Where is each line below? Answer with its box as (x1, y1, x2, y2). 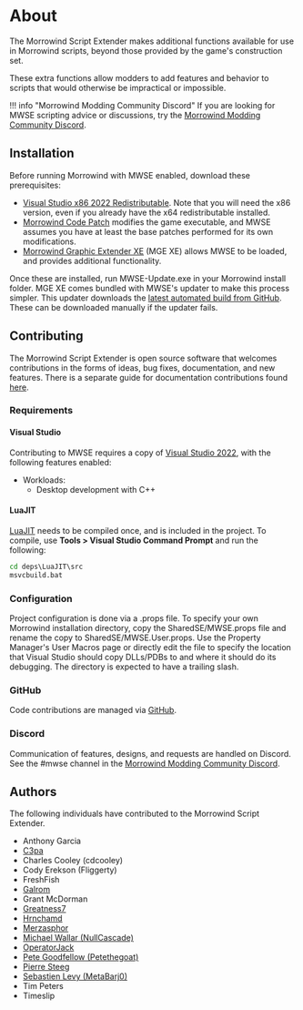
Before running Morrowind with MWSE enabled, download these (9, 169, 250, 180)
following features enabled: (9, 456, 112, 467)
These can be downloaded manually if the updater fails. (9, 301, 218, 312)
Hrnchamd (22, 913, 63, 924)
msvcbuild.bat (9, 570, 64, 579)
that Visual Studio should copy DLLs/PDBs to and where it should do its (9, 651, 277, 662)
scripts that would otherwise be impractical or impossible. (9, 82, 227, 93)
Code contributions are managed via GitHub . (9, 705, 177, 716)
